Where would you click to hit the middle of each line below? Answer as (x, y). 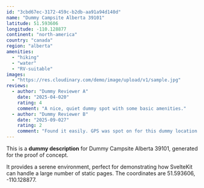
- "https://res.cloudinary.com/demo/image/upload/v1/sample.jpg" (97, 80)
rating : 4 (30, 103)
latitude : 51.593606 (33, 23)
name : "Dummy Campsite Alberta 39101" (55, 18)
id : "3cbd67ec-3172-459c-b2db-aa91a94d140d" (64, 12)
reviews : (17, 86)
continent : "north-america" (42, 35)
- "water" (24, 63)
